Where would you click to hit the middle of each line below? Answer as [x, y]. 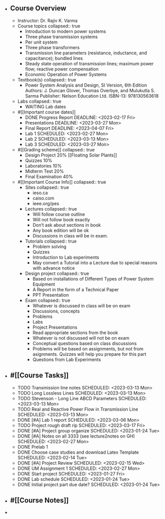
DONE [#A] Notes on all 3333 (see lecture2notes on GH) [76, 436]
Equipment [44, 284]
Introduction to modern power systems [65, 31]
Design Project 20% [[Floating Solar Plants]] [71, 155]
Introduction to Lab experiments [66, 257]
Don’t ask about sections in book [67, 225]
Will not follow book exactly [61, 219]
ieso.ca [40, 192]
